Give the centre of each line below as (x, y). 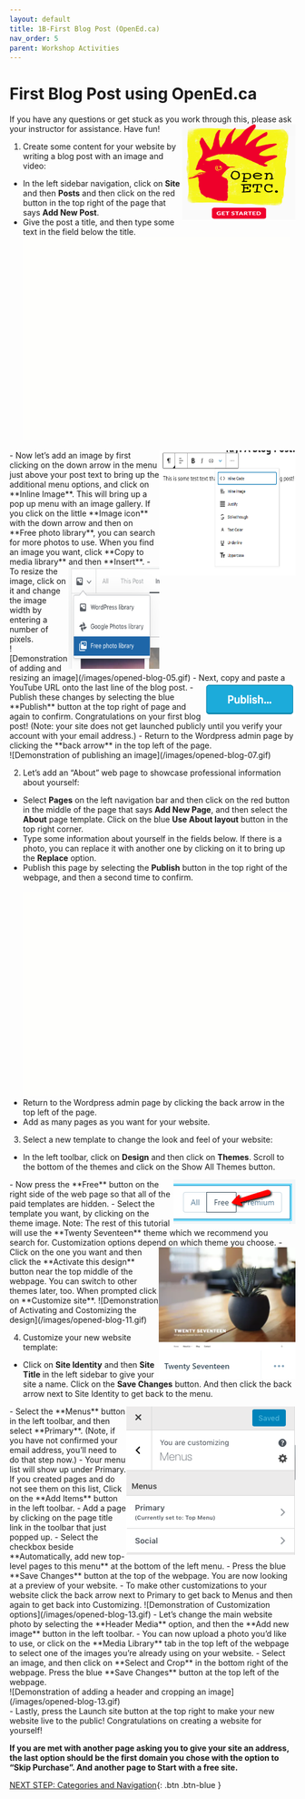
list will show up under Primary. (68, 1470)
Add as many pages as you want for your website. (116, 1122)
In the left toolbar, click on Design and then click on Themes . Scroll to (153, 1157)
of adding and (35, 668)
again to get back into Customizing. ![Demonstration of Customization (140, 1605)
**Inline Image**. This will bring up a (79, 494)
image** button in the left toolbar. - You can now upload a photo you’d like (148, 1634)
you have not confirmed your (64, 1440)
